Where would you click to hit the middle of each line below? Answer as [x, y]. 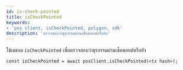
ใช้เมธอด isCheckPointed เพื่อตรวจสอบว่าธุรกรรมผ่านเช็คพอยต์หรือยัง [76, 50]
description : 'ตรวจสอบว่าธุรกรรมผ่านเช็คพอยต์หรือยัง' [58, 34]
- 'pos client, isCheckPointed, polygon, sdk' [64, 28]
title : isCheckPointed [34, 17]
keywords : [18, 22]
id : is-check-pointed [33, 11]
